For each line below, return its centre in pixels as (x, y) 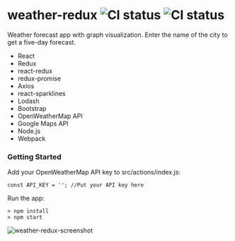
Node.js (29, 131)
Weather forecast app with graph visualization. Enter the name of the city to (117, 35)
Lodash (29, 101)
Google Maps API (43, 123)
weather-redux (52, 15)
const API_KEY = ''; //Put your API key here (75, 185)
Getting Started (34, 157)
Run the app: (26, 199)
